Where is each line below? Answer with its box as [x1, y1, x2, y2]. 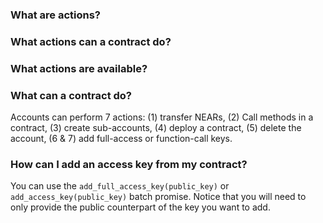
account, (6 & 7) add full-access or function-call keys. [10, 133, 233, 145]
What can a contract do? [10, 88, 132, 102]
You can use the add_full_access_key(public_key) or [10, 180, 230, 192]
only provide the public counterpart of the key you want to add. [10, 201, 271, 213]
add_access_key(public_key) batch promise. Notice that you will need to [10, 191, 307, 203]
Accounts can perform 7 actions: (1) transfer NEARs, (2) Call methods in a [10, 111, 314, 123]
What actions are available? [10, 61, 148, 75]
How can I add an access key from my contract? [10, 157, 248, 171]
